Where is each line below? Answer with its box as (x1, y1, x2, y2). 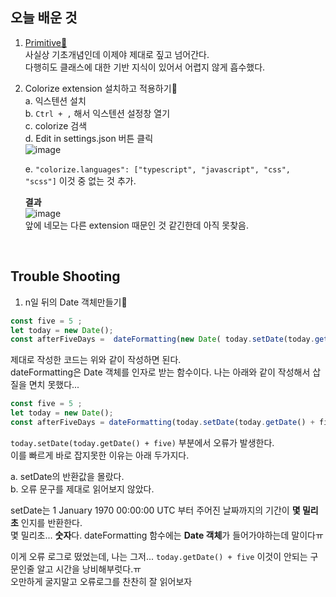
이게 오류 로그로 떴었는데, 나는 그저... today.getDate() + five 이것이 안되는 (10, 550, 308, 562)
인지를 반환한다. (20, 516, 83, 528)
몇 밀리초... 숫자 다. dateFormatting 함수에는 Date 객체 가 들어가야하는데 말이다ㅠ (10, 529, 324, 541)
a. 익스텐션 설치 (24, 94, 87, 107)
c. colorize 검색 (24, 119, 88, 132)
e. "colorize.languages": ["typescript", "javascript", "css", (24, 163, 291, 175)
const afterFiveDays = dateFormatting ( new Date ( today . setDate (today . (10, 334, 315, 345)
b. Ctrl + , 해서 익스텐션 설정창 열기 (24, 107, 171, 119)
